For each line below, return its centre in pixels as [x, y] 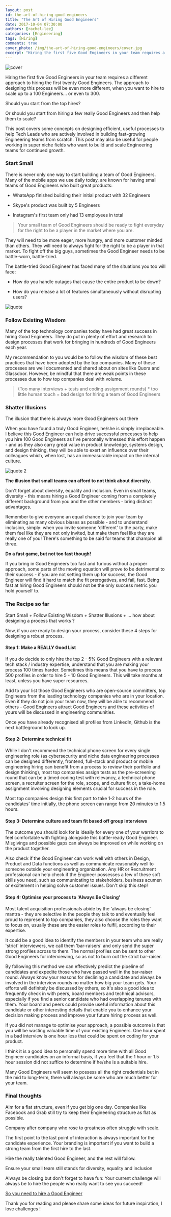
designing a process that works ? [40, 620]
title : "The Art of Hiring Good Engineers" [52, 19]
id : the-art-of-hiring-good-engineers [46, 15]
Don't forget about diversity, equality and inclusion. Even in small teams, [81, 491]
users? [20, 297]
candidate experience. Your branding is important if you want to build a [80, 1143]
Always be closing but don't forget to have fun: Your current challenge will [83, 1178]
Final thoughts [24, 1096]
